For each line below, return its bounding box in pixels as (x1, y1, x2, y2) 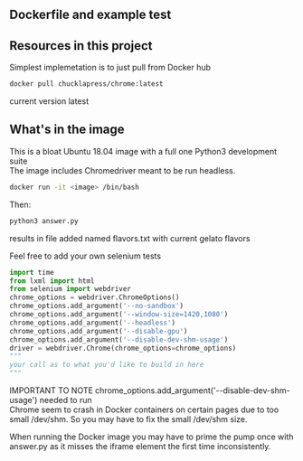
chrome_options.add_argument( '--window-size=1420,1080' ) (9, 310, 229, 319)
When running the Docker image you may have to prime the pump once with (9, 431, 294, 442)
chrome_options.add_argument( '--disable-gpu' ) (9, 326, 188, 335)
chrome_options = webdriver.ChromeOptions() (9, 293, 180, 302)
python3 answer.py (9, 216, 79, 225)
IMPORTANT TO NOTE (9, 385, 93, 396)
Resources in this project (9, 38, 153, 53)
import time (9, 268, 54, 277)
